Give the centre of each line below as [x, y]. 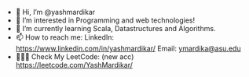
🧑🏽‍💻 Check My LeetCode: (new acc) [75, 57]
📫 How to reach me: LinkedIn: [65, 37]
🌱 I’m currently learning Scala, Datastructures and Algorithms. [115, 28]
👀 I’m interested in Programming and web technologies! [105, 20]
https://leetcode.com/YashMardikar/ [74, 65]
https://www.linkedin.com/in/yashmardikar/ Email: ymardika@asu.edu [128, 48]
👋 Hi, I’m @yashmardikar [55, 12]
